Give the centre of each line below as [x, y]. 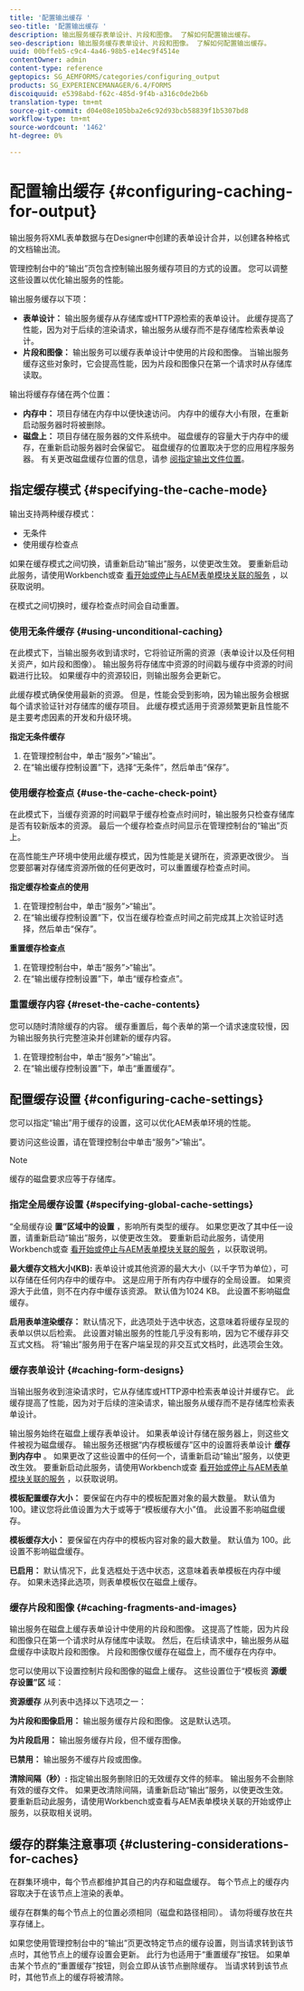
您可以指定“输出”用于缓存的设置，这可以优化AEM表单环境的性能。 [133, 1123]
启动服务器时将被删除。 [66, 425]
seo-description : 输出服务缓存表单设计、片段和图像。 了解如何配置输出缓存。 [140, 43]
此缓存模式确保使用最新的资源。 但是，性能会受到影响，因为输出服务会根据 [149, 694]
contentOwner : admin [48, 60]
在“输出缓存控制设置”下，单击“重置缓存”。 [101, 1068]
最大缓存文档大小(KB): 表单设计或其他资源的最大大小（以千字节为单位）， [145, 1268]
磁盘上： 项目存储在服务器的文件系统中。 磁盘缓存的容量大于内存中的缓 [156, 435]
